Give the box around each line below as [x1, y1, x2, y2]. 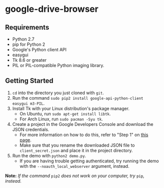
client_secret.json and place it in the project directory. [19, 147, 133, 153]
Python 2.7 [12, 36, 34, 42]
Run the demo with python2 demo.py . [12, 152, 86, 158]
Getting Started [5, 76, 54, 85]
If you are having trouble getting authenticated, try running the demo [19, 158, 159, 164]
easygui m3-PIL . [12, 100, 45, 106]
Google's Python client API [12, 47, 67, 52]
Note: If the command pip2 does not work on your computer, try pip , [5, 173, 145, 179]
